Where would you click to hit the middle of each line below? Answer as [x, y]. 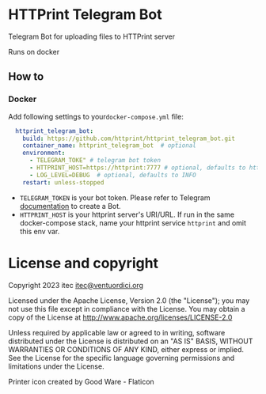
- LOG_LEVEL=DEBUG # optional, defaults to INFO [112, 175]
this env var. [40, 231]
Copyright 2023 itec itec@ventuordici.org [76, 285]
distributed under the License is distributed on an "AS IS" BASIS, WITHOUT [131, 341]
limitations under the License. [56, 366]
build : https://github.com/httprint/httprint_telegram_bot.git [129, 138]
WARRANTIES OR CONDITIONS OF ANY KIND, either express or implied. [126, 349]
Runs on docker [34, 51]
